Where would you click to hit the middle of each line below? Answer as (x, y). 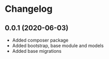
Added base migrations (37, 51)
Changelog (29, 9)
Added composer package (40, 40)
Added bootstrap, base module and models (58, 46)
